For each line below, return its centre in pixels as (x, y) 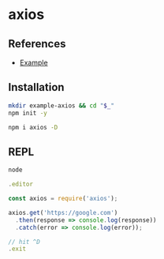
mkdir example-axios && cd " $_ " (61, 105)
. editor (21, 184)
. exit (17, 249)
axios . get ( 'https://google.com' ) (63, 212)
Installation (36, 87)
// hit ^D (24, 242)
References (37, 44)
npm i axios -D (33, 127)
